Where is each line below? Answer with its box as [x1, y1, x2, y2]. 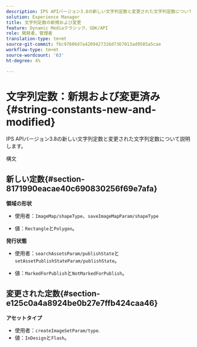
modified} [6, 115, 56, 129]
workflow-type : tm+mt [6, 47, 59, 53]
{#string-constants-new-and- [6, 103, 157, 116]
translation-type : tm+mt [6, 36, 67, 42]
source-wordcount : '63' [6, 52, 64, 58]
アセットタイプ [6, 315, 42, 322]
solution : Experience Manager [6, 14, 80, 20]
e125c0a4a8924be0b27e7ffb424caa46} [6, 298, 158, 308]
